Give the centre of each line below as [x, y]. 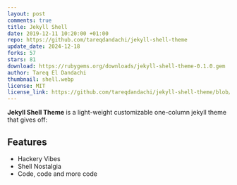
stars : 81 [22, 60]
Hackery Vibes [39, 158]
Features [27, 142]
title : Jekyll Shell [38, 27]
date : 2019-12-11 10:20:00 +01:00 [58, 33]
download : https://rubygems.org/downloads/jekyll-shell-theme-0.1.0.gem [116, 66]
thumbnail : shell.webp [41, 79]
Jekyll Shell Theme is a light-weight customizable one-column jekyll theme [117, 113]
